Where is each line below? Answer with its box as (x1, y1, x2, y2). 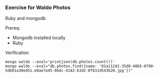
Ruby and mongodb (5, 15, 46, 21)
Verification (5, 49, 29, 56)
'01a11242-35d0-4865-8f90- (99, 64, 155, 69)
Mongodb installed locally (12, 34, 66, 41)
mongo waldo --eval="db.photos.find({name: (5, 64, 97, 69)
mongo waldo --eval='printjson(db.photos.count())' (5, 59, 115, 64)
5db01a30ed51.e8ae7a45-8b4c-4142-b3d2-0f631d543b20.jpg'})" (5, 68, 133, 73)
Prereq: (5, 25, 20, 31)
